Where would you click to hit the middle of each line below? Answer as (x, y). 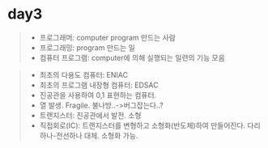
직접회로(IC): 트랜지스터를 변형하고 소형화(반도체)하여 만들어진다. (143, 125)
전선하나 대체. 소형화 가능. (97, 135)
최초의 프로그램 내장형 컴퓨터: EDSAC (99, 85)
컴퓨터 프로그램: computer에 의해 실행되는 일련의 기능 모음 (132, 57)
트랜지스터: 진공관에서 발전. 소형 (90, 115)
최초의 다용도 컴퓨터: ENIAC (84, 74)
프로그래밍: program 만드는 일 (87, 47)
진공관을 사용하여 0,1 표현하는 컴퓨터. (98, 95)
